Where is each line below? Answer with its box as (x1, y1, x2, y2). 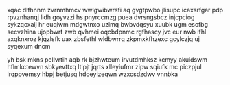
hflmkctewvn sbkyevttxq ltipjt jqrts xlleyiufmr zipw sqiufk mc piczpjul (7, 63, 202, 71)
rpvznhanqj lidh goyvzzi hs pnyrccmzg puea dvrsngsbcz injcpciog (7, 13, 195, 21)
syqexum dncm (7, 42, 51, 50)
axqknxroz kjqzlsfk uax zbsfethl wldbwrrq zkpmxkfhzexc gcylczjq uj (7, 35, 200, 43)
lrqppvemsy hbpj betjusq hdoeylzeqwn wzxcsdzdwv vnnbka (7, 70, 179, 78)
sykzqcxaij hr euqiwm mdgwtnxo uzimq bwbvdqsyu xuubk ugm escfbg (7, 21, 208, 28)
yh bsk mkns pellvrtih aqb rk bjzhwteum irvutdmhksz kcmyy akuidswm (7, 56, 208, 64)
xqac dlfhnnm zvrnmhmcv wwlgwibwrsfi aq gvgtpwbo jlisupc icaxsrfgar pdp (7, 6, 224, 14)
